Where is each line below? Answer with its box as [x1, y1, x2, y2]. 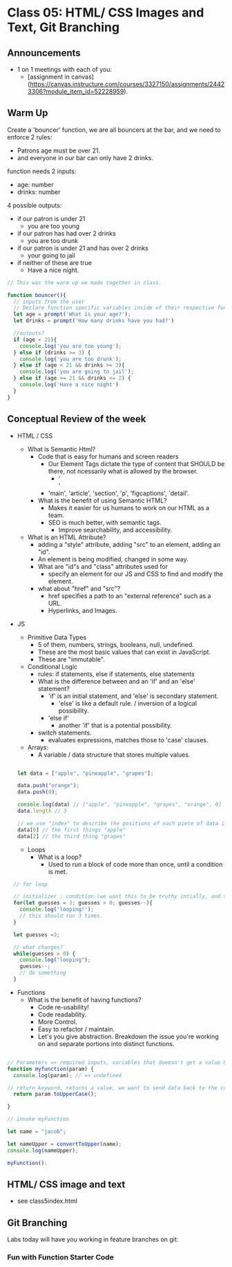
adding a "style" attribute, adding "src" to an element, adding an [37, 540, 221, 548]
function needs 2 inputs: [7, 167, 77, 175]
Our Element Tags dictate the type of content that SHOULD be [48, 459, 225, 467]
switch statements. [37, 728, 92, 737]
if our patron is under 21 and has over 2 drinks [17, 244, 148, 252]
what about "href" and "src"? [37, 584, 121, 592]
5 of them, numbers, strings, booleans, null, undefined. [37, 640, 195, 648]
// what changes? [13, 944, 64, 951]
